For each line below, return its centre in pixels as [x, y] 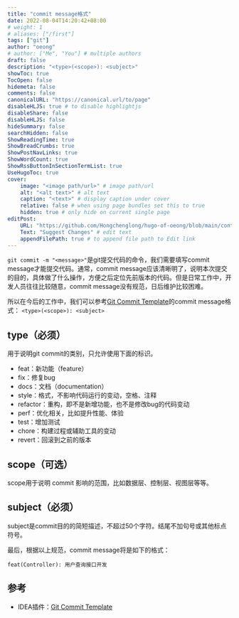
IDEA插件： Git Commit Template [65, 607]
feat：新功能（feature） [53, 369]
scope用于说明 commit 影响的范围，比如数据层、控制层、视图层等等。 [110, 483]
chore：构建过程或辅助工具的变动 [67, 431]
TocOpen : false [30, 80]
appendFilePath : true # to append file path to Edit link [108, 239]
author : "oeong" [31, 47]
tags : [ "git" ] [28, 41]
